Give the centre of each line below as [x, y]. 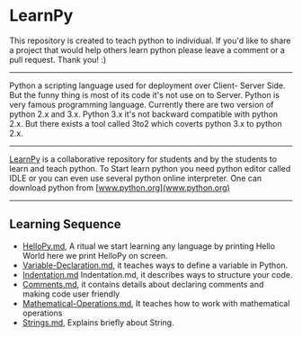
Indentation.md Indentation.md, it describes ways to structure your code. [157, 274]
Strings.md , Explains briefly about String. [98, 322]
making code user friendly [71, 294]
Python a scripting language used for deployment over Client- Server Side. [147, 85]
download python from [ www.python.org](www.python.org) [120, 187]
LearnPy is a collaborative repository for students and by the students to [143, 159]
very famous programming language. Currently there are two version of [142, 104]
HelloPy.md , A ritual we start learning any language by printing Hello [149, 246]
